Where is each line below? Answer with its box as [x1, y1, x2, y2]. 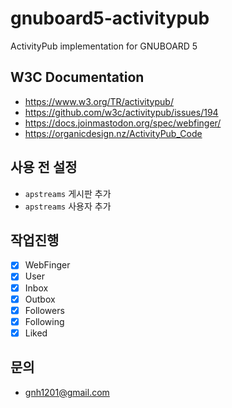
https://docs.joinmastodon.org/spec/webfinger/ [24, 117, 222, 129]
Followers [24, 304, 65, 316]
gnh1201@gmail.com [24, 386, 110, 398]
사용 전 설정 [10, 159, 78, 176]
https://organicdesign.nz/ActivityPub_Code [24, 127, 203, 139]
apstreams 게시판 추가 [24, 187, 112, 199]
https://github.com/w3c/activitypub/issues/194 [24, 106, 219, 118]
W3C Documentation [10, 69, 145, 86]
